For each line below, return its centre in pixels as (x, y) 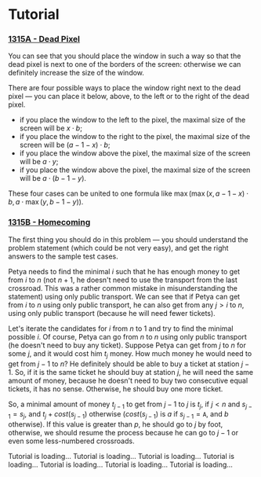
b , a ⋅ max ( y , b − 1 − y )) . (46, 202)
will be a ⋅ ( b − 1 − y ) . (53, 178)
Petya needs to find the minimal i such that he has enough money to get (124, 271)
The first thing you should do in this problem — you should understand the (128, 239)
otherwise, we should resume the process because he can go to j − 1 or (123, 433)
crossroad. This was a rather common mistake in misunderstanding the (123, 288)
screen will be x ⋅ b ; (51, 128)
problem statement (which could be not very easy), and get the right (118, 248)
